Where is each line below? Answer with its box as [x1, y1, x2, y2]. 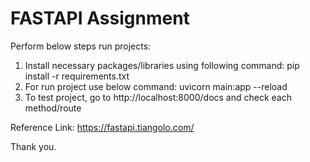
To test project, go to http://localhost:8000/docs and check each [24, 91, 292, 103]
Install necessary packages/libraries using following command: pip [24, 59, 300, 71]
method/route [24, 102, 82, 114]
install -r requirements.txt [24, 70, 130, 82]
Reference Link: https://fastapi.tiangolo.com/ [10, 121, 195, 133]
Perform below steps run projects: [10, 40, 152, 52]
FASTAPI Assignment [10, 7, 190, 30]
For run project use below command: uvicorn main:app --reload [24, 80, 288, 92]
